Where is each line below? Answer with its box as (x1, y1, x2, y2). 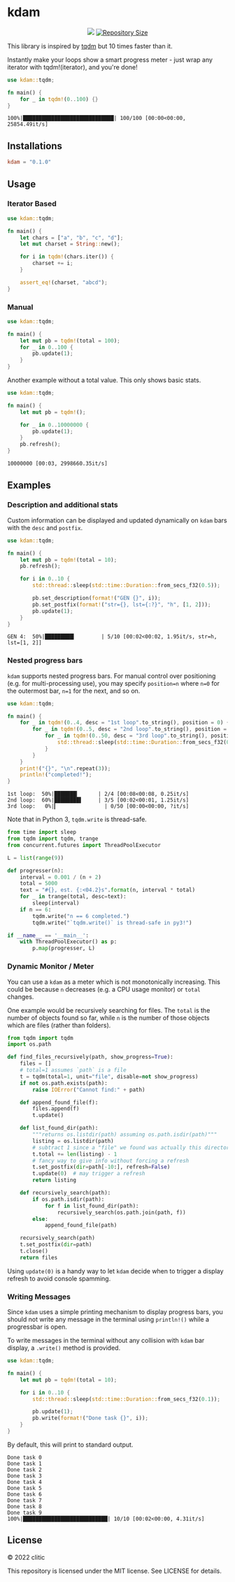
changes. (7, 992, 34, 1001)
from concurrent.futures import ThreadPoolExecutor (7, 841, 161, 849)
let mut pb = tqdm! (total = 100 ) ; (20, 337, 120, 344)
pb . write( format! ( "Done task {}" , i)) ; (32, 1414, 149, 1422)
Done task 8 (7, 1503, 42, 1510)
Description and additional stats (7, 500, 118, 510)
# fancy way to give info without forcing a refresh (32, 1157, 190, 1164)
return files (20, 1254, 58, 1261)
